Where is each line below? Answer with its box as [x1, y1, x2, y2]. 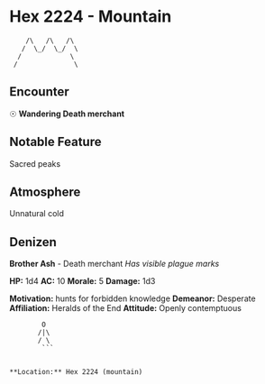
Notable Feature [9, 134, 102, 150]
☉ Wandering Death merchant [9, 108, 124, 119]
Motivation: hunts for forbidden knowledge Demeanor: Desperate [9, 293, 256, 304]
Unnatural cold [9, 208, 65, 219]
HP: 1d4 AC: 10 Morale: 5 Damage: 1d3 [9, 276, 156, 287]
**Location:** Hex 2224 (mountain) [9, 368, 143, 377]
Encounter [9, 84, 69, 100]
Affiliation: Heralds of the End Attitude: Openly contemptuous [9, 303, 242, 314]
